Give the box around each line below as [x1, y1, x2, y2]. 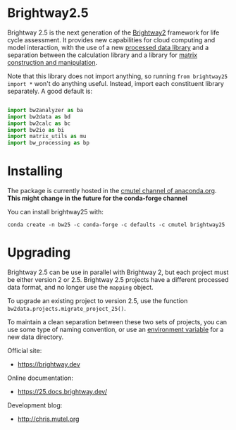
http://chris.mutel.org [17, 414, 80, 424]
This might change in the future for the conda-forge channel [7, 194, 188, 202]
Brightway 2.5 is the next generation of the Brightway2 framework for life [7, 28, 220, 37]
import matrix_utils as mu [7, 133, 87, 140]
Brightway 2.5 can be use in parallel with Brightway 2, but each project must [7, 268, 229, 276]
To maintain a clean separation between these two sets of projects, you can [7, 318, 228, 326]
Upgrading [7, 245, 71, 261]
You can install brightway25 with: [7, 208, 104, 216]
